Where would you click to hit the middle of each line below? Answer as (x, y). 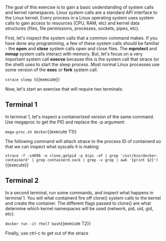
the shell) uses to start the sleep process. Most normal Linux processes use (83, 64)
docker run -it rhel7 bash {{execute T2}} (48, 223)
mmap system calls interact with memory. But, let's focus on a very (74, 54)
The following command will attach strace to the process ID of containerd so (83, 141)
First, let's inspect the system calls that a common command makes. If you (81, 38)
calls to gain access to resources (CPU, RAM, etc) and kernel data (72, 23)
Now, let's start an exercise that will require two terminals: (64, 89)
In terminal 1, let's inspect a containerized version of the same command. (80, 117)
